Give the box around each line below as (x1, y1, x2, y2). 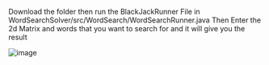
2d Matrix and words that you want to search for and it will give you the (8, 24, 246, 33)
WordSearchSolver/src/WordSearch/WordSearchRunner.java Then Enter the (8, 15, 261, 25)
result (8, 32, 28, 42)
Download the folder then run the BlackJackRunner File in (8, 7, 200, 16)
